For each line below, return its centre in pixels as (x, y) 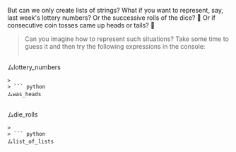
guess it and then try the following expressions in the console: (115, 46)
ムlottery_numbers (34, 67)
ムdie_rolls (23, 115)
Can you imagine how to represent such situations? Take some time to (127, 39)
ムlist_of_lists (31, 141)
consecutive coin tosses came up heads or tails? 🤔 (81, 25)
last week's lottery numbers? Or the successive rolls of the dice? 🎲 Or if (111, 18)
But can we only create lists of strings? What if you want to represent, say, (116, 10)
